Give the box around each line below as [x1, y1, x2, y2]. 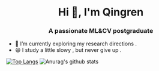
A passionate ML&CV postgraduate [48, 27, 154, 35]
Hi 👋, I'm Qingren [58, 5, 144, 19]
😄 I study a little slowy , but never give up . [14, 47, 122, 54]
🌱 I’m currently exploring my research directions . [14, 40, 137, 47]
